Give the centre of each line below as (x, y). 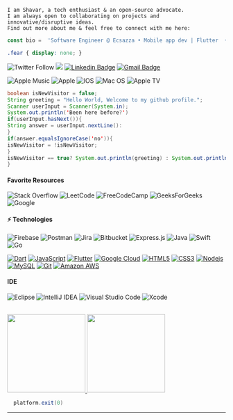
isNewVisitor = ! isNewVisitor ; (52, 145)
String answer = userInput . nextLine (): (65, 126)
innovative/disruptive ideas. (51, 22)
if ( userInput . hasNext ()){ (44, 119)
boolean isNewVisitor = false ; (52, 93)
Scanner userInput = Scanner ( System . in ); (68, 106)
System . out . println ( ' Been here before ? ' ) (68, 113)
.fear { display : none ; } (44, 53)
